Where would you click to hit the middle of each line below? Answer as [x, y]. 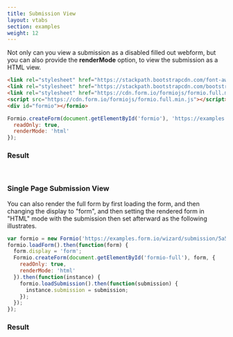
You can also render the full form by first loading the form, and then [103, 204]
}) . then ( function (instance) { [57, 277]
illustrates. [22, 225]
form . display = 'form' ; [48, 251]
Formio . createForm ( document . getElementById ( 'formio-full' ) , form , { [114, 258]
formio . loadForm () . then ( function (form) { [68, 245]
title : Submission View [42, 14]
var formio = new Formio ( [44, 239]
